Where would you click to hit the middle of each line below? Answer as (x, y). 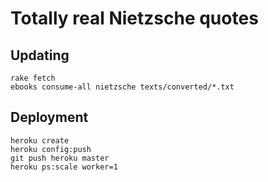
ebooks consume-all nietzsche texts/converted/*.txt (122, 87)
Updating (40, 55)
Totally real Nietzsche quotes (134, 18)
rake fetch (33, 78)
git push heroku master (60, 158)
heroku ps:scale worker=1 (64, 167)
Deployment (49, 117)
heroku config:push (51, 149)
